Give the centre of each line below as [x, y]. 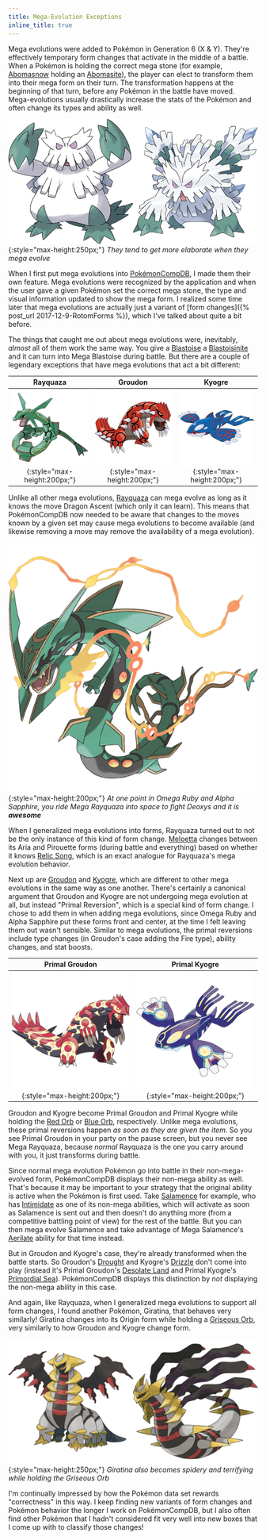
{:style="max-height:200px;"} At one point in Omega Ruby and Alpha [122, 798]
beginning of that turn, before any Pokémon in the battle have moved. [122, 90]
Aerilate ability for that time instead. [66, 1238]
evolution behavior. [39, 864]
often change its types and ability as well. [76, 108]
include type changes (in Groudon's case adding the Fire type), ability [122, 938]
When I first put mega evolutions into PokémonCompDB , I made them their [129, 273]
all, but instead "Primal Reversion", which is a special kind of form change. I [131, 904]
